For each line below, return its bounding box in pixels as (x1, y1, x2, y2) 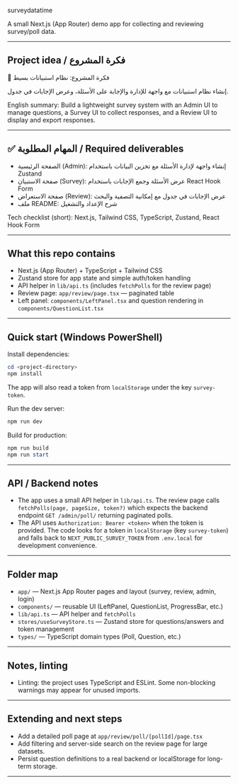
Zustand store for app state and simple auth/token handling (17, 274, 191, 283)
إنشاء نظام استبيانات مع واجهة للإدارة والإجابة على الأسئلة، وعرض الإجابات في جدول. (7, 86, 229, 95)
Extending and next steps (7, 713, 123, 725)
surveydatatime (7, 6, 53, 14)
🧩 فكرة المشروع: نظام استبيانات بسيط (7, 73, 110, 81)
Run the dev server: (7, 404, 65, 413)
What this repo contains (7, 248, 115, 260)
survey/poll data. (7, 28, 57, 35)
